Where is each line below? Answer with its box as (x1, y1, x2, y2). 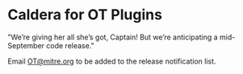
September (7, 40, 45, 50)
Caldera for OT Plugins (7, 6, 163, 24)
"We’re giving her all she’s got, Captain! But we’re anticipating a (7, 32, 219, 42)
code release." (46, 40, 94, 50)
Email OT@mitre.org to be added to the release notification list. (7, 56, 216, 66)
